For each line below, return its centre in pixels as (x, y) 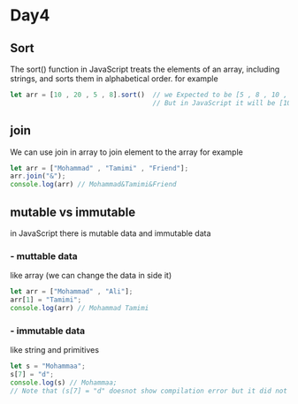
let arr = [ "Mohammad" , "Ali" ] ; (72, 292)
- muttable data (44, 255)
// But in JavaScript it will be (214, 103)
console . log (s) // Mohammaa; (64, 382)
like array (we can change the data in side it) (91, 276)
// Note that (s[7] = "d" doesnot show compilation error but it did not (149, 391)
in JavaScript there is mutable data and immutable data (111, 233)
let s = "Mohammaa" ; (48, 366)
